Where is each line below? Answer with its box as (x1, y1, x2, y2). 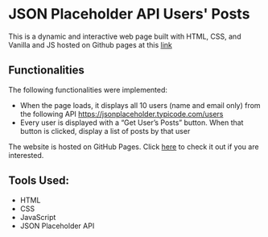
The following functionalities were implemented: (8, 85, 167, 94)
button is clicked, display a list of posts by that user (19, 126, 191, 135)
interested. (8, 150, 44, 160)
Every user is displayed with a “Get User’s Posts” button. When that (19, 118, 244, 127)
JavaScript (19, 212, 56, 222)
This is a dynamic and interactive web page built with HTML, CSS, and (8, 31, 241, 41)
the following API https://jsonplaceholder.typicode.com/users (19, 109, 224, 118)
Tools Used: (8, 174, 70, 188)
